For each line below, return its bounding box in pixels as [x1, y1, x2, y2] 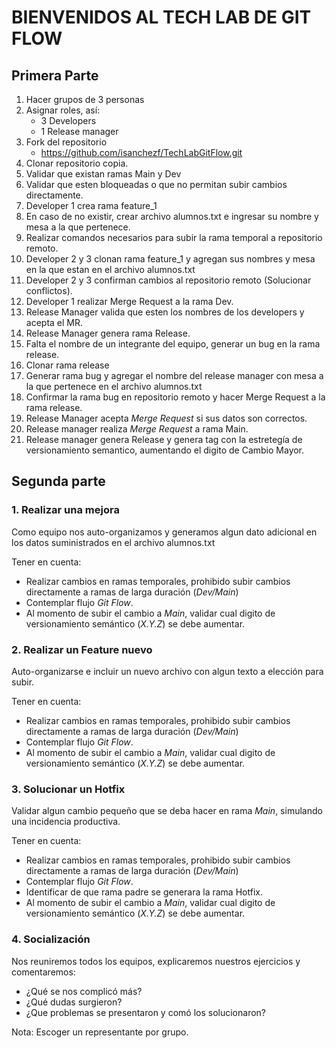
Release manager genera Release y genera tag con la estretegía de [25, 434, 303, 445]
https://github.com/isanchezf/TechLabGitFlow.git [40, 147, 243, 158]
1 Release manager [40, 126, 119, 137]
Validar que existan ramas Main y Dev [25, 168, 182, 180]
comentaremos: [11, 966, 76, 978]
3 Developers [40, 115, 97, 126]
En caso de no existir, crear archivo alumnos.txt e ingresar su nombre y [25, 211, 319, 222]
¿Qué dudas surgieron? [25, 996, 123, 1008]
